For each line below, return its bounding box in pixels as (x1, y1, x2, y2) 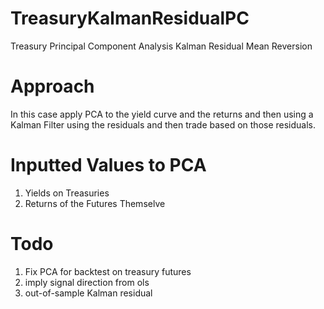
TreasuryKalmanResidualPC (10, 7, 250, 30)
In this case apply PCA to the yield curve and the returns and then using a (10, 108, 314, 120)
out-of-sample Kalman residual (24, 287, 153, 299)
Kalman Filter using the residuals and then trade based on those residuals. (10, 118, 317, 131)
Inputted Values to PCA (10, 154, 207, 177)
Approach (10, 75, 95, 98)
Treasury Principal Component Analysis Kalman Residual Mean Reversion (10, 40, 313, 52)
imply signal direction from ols (24, 276, 150, 288)
